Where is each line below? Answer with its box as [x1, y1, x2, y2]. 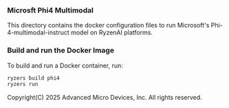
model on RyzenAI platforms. [71, 28, 153, 36]
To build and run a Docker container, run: [7, 61, 124, 69]
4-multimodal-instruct [7, 28, 70, 36]
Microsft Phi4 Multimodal [7, 6, 94, 15]
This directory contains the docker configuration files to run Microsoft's [7, 21, 210, 30]
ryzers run [7, 81, 39, 88]
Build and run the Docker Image [7, 45, 115, 55]
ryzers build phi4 [7, 74, 60, 81]
